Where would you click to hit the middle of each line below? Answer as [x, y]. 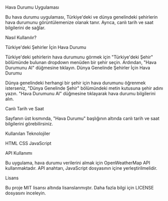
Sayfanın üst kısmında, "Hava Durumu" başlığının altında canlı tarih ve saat [82, 118]
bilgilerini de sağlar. [25, 28]
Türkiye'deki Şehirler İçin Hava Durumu [46, 47]
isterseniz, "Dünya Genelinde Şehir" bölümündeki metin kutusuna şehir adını [84, 88]
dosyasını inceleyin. [26, 193]
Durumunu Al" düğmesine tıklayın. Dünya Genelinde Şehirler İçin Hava [78, 68]
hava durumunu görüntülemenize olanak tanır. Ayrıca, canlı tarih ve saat [79, 22]
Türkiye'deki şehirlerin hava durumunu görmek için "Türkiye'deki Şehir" [79, 57]
